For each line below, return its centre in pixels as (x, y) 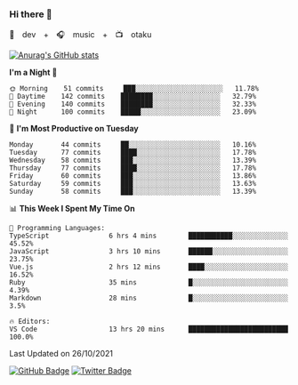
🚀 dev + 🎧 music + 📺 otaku (81, 35)
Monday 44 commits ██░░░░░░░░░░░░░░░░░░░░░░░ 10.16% (133, 145)
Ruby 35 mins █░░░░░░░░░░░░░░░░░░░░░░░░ (149, 283)
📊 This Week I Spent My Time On (72, 209)
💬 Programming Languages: (57, 229)
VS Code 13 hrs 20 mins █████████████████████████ (149, 329)
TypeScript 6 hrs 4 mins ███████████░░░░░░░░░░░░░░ (149, 236)
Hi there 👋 (31, 14)
